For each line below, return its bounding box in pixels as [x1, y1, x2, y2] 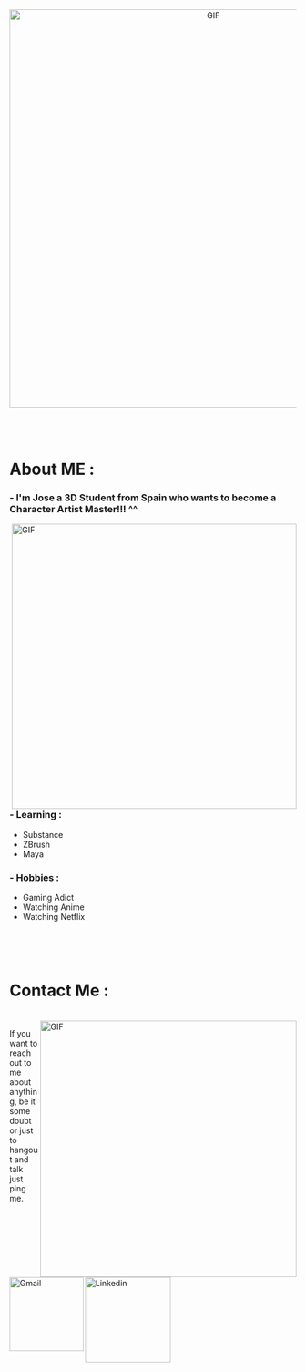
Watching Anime [22, 902, 85, 913]
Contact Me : [9, 980, 109, 1001]
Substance [22, 829, 64, 840]
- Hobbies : [9, 871, 60, 883]
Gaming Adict [22, 892, 75, 903]
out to [9, 1057, 32, 1068]
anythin [9, 1087, 38, 1098]
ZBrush [22, 839, 50, 850]
